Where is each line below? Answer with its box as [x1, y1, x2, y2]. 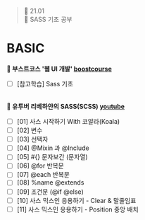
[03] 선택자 [16, 135, 49, 144]
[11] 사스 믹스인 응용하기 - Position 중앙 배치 [16, 205, 139, 214]
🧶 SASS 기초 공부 [23, 15, 72, 23]
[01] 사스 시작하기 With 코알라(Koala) [16, 117, 120, 125]
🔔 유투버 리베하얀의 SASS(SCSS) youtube [6, 103, 125, 110]
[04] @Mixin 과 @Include [16, 144, 89, 152]
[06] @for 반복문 [16, 161, 64, 170]
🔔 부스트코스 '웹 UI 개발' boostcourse [6, 64, 112, 73]
